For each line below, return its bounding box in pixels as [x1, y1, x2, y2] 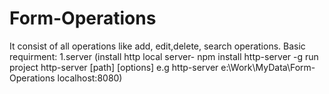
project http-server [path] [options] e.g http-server [9, 61, 219, 73]
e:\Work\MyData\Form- [220, 61, 316, 73]
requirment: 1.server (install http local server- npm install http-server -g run [9, 50, 319, 62]
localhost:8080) [57, 72, 123, 84]
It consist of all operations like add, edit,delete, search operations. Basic [9, 40, 306, 52]
